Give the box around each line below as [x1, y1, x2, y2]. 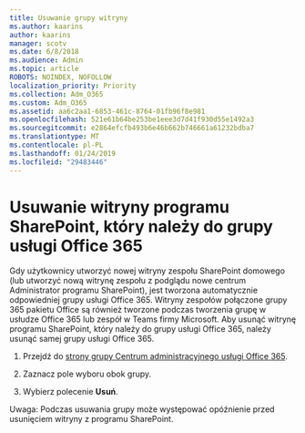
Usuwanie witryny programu [9, 197, 230, 217]
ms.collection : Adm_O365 [9, 89, 104, 98]
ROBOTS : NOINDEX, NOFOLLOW [9, 73, 112, 82]
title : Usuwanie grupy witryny [9, 13, 128, 23]
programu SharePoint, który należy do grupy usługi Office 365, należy [9, 324, 271, 335]
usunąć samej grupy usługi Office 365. [9, 334, 155, 345]
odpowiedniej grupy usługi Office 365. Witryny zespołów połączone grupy [9, 294, 288, 305]
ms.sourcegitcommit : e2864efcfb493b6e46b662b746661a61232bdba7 [9, 124, 255, 133]
